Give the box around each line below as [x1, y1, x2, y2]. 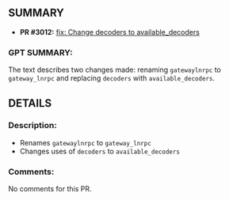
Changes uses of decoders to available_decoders [19, 146, 181, 156]
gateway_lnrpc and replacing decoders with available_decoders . [8, 74, 216, 83]
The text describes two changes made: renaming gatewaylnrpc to [8, 65, 222, 74]
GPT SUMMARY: [8, 47, 73, 58]
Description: [8, 120, 57, 131]
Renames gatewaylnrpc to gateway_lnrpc [19, 138, 152, 147]
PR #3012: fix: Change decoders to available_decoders [19, 27, 200, 36]
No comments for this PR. [8, 184, 92, 194]
